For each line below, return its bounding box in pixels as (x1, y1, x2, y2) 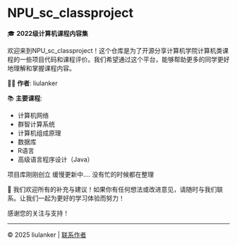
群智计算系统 (17, 120, 55, 128)
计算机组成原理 (17, 128, 61, 137)
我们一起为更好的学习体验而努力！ (25, 194, 125, 202)
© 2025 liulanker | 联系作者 (7, 230, 87, 239)
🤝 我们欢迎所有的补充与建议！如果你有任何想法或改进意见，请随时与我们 (7, 185, 217, 193)
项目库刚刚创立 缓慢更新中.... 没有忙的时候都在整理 (7, 170, 154, 178)
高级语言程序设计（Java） (17, 155, 94, 164)
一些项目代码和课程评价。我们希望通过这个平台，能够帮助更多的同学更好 (19, 55, 230, 63)
